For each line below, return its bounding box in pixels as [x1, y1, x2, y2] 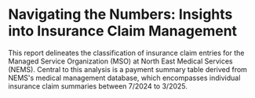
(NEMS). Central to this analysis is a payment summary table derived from [8, 64, 247, 74]
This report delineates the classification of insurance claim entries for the [8, 48, 245, 57]
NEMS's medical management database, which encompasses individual [8, 73, 241, 82]
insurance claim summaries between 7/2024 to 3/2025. [8, 81, 188, 91]
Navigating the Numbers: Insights [8, 5, 233, 24]
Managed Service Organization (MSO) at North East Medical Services [8, 56, 233, 66]
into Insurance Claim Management [8, 22, 238, 40]
